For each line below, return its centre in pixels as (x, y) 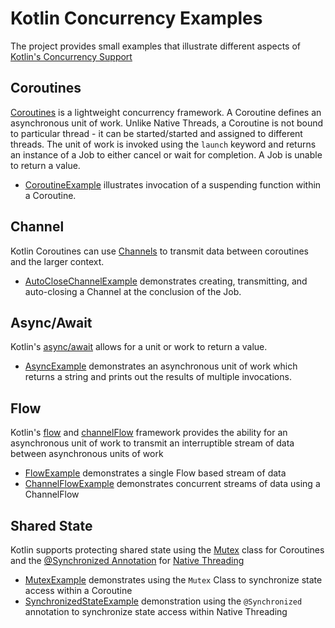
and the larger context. (57, 261)
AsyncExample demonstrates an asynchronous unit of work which (161, 366)
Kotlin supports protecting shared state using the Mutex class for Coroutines (167, 550)
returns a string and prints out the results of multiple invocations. (158, 377)
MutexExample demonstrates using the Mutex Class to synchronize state (173, 580)
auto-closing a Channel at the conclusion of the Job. (133, 291)
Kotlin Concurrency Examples (136, 18)
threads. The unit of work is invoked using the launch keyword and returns (163, 144)
